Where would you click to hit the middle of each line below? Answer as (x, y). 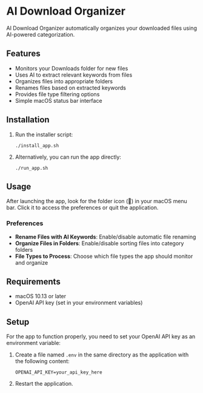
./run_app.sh (32, 168)
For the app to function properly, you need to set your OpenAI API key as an (101, 336)
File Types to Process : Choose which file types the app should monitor (104, 256)
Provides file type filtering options (57, 94)
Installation (28, 120)
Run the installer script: (44, 134)
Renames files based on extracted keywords (70, 88)
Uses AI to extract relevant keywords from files (74, 75)
